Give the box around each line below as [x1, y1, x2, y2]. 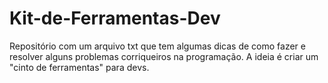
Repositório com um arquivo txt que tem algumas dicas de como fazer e [9, 40, 306, 52]
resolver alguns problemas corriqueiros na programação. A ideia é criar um [9, 50, 319, 62]
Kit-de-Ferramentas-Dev [9, 7, 221, 30]
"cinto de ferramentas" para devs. [9, 61, 150, 73]
